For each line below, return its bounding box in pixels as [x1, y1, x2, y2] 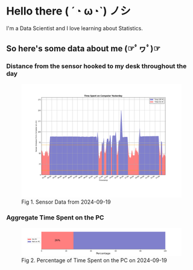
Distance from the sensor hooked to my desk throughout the [6, 62, 187, 71]
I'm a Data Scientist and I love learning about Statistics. [6, 24, 143, 32]
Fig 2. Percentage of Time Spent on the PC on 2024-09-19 [21, 256, 167, 264]
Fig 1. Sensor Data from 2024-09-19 [21, 198, 111, 206]
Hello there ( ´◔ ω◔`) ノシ [6, 4, 131, 18]
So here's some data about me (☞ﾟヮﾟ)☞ [6, 43, 161, 54]
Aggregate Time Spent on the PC [6, 213, 104, 222]
